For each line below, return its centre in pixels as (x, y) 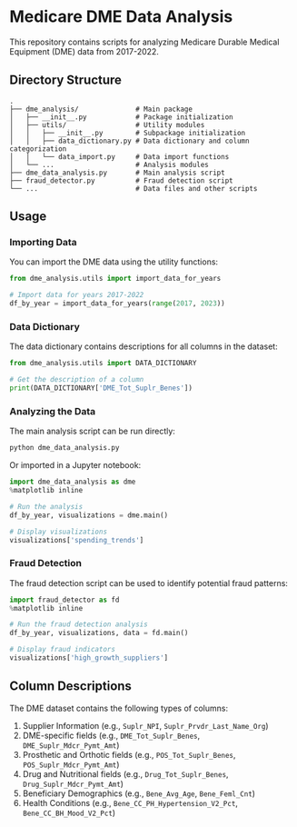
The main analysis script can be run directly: (92, 431)
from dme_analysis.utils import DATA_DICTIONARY (103, 364)
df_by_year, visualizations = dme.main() (89, 515)
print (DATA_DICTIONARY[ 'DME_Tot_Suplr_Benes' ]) (101, 388)
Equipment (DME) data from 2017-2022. (84, 51)
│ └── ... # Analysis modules (109, 164)
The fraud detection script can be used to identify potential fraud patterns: (149, 583)
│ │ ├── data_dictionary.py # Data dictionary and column (129, 141)
